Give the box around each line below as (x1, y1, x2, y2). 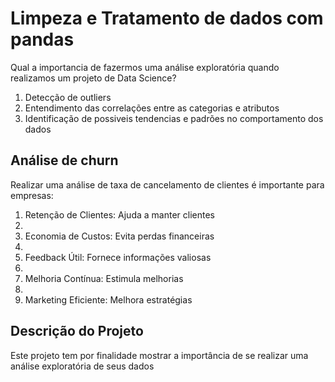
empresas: (10, 189, 54, 201)
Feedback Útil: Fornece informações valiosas (24, 251, 212, 263)
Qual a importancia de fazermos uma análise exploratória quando (10, 61, 280, 73)
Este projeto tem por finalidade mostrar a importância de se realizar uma (10, 349, 309, 361)
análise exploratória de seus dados (10, 360, 155, 372)
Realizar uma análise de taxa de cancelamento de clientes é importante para (10, 178, 325, 191)
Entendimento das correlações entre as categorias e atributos (24, 102, 280, 114)
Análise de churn (10, 152, 119, 169)
